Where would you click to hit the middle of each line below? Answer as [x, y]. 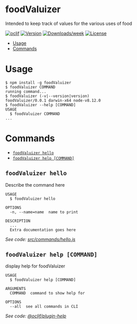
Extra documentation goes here [43, 230]
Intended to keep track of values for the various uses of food [69, 23]
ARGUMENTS [16, 289]
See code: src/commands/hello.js [40, 239]
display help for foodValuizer [35, 266]
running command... [26, 92]
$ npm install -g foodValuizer [38, 82]
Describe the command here [35, 185]
